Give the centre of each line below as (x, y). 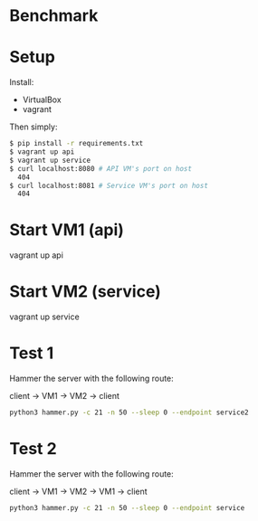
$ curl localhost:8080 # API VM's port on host (101, 168)
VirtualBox (42, 99)
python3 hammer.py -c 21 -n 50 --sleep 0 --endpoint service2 (129, 412)
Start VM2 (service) (85, 292)
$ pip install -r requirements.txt (76, 144)
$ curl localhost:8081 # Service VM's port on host (109, 185)
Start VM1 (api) (67, 230)
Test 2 (33, 449)
